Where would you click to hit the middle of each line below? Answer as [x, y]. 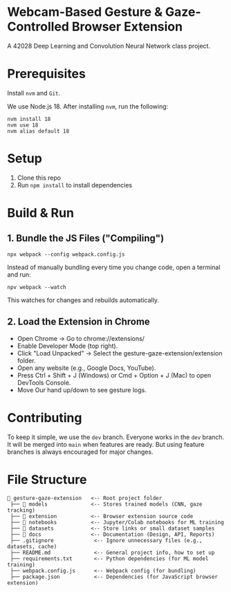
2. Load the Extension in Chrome [78, 322]
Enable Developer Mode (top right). [67, 346]
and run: [19, 275]
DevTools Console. [44, 382]
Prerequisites [47, 74]
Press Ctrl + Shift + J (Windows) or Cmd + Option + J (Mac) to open [114, 375]
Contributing [45, 417]
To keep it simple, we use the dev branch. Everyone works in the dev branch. [116, 437]
